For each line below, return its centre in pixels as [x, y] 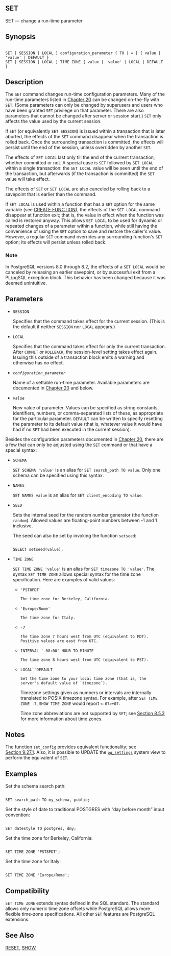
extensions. [17, 919]
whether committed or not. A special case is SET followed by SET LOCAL [79, 163]
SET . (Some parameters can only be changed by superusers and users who [84, 105]
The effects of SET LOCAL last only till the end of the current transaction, [80, 157]
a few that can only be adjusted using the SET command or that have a [79, 445]
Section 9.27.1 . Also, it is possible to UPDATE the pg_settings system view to [86, 752]
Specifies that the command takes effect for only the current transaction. [89, 346]
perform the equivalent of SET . [37, 758]
